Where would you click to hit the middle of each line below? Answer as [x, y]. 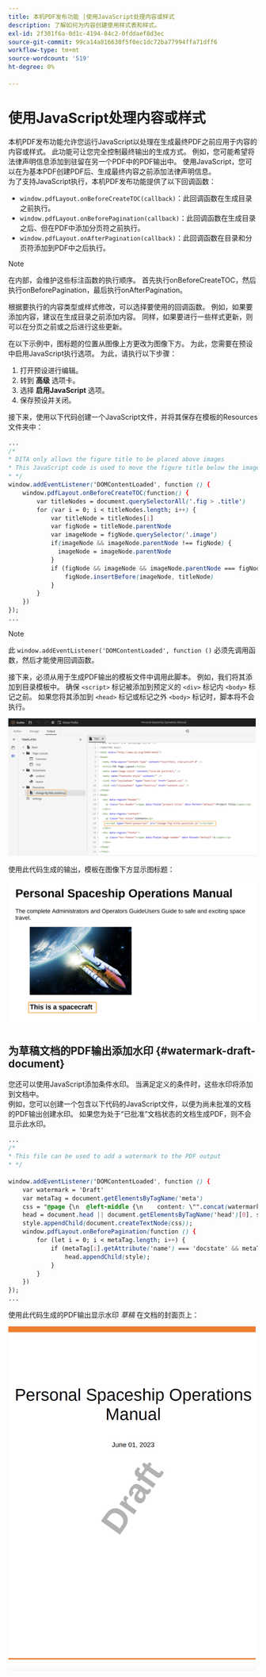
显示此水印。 [29, 1124]
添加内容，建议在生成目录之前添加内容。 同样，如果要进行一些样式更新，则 [131, 317]
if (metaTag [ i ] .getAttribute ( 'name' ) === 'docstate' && [144, 1248]
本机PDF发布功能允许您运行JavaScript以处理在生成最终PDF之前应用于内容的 [133, 141]
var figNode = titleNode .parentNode [111, 527]
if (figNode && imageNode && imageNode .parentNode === [143, 568]
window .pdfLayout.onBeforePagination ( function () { [109, 1232]
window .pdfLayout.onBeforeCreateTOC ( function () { [106, 493]
